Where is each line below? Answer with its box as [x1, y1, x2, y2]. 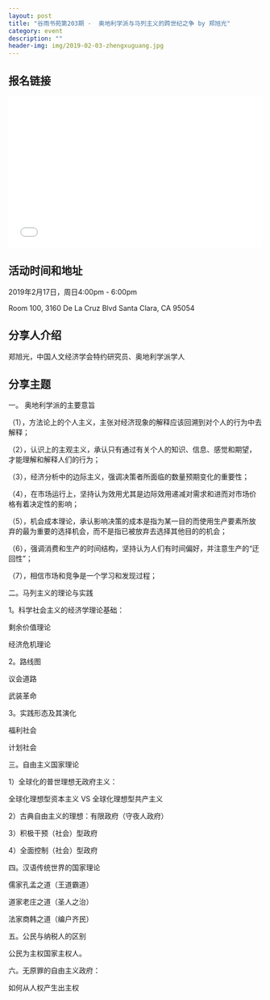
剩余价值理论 [8, 623, 51, 632]
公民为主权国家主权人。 [8, 948, 86, 958]
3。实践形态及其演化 [8, 708, 77, 718]
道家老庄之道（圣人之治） [8, 897, 93, 907]
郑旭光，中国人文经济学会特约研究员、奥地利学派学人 [8, 351, 185, 361]
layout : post [8, 11, 52, 20]
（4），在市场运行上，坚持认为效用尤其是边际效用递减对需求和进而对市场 [8, 489, 250, 499]
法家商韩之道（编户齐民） [8, 914, 93, 924]
